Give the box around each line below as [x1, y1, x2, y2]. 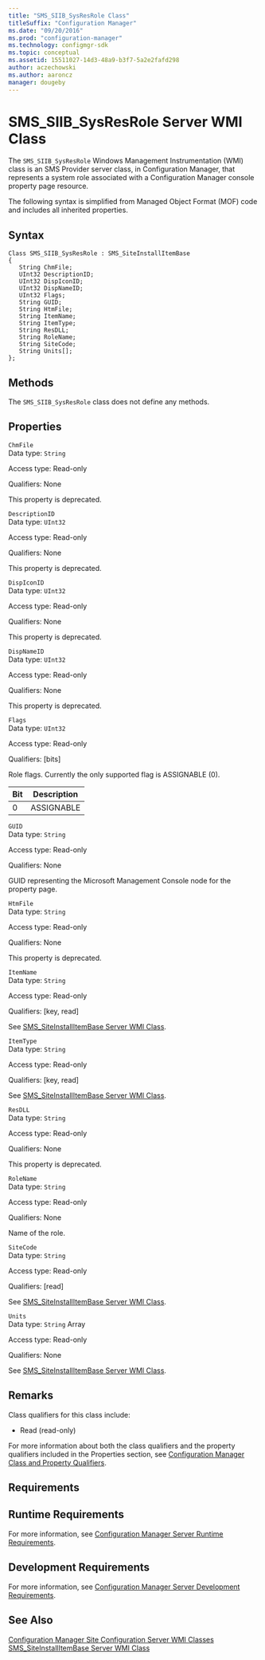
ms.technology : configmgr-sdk [8, 41, 109, 49]
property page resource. [8, 181, 89, 191]
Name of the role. [8, 1228, 66, 1237]
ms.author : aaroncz [8, 71, 73, 79]
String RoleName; [18, 333, 77, 341]
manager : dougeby [8, 78, 66, 86]
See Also [8, 1614, 53, 1627]
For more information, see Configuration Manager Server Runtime [8, 1528, 224, 1539]
